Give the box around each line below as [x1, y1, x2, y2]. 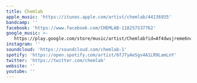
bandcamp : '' [6, 19, 38, 25]
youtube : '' [6, 68, 35, 74]
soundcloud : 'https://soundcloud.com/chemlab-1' [6, 47, 127, 53]
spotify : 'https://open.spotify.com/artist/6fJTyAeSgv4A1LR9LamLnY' [6, 52, 177, 58]
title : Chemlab [6, 8, 43, 15]
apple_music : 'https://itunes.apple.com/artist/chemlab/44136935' [6, 14, 172, 20]
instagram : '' [6, 41, 41, 47]
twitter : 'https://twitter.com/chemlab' [6, 57, 107, 63]
